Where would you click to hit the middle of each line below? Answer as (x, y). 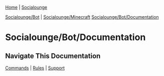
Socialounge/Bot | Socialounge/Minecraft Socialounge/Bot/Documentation (82, 17)
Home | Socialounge (26, 7)
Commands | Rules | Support (35, 68)
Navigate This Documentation (53, 56)
